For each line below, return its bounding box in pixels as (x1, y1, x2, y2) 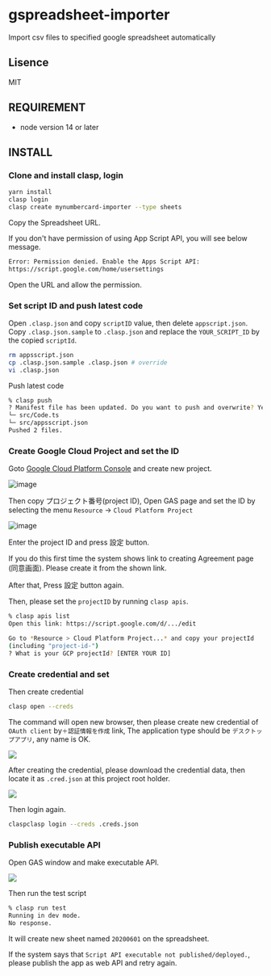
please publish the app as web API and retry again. (8, 957, 177, 967)
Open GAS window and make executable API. (8, 857, 160, 867)
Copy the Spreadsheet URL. (8, 217, 101, 227)
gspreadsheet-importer (8, 6, 170, 24)
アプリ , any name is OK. (14, 734, 91, 744)
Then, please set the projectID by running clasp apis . (8, 596, 189, 607)
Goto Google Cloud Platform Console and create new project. (8, 464, 212, 473)
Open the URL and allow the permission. (8, 280, 143, 289)
